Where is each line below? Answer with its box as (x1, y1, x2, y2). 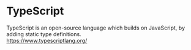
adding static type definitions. (6, 30, 81, 37)
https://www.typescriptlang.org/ (6, 37, 88, 44)
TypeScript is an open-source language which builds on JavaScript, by (6, 24, 185, 31)
